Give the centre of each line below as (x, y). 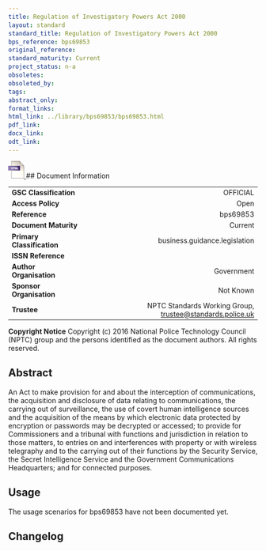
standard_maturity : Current (55, 58)
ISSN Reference (38, 255)
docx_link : (26, 134)
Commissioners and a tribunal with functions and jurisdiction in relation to (128, 434)
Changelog (36, 536)
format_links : (32, 108)
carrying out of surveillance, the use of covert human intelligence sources (129, 409)
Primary (25, 236)
